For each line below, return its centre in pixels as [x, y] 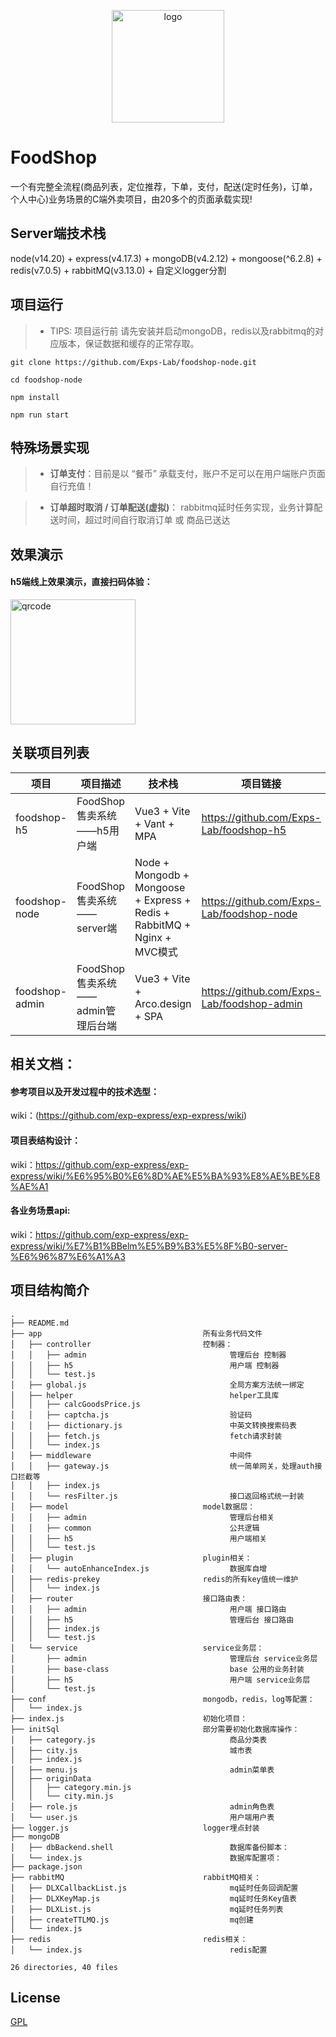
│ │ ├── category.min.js [71, 1787]
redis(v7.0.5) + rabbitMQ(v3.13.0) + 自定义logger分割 [118, 270]
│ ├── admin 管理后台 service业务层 [164, 1658]
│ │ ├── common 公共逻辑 [135, 1528]
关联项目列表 [50, 753]
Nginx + [153, 937]
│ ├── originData [51, 1778]
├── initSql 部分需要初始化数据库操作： [155, 1729]
